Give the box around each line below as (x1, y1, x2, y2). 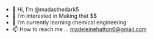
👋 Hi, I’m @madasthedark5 (12, 6, 79, 13)
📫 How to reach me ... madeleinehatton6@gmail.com (12, 26, 147, 33)
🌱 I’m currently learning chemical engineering (12, 19, 127, 26)
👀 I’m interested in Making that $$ (12, 12, 98, 19)
